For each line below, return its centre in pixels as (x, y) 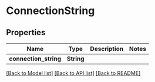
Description (107, 49)
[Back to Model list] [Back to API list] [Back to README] (73, 73)
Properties (26, 33)
